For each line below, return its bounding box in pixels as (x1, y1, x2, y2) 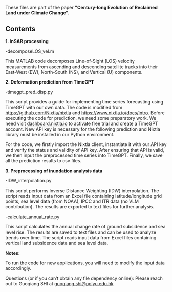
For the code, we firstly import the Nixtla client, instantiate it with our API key (5, 141, 167, 148)
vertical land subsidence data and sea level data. (5, 240, 109, 246)
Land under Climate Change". (5, 10, 70, 16)
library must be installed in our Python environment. (5, 131, 115, 137)
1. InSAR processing (5, 38, 49, 44)
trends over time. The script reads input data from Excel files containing (5, 234, 157, 240)
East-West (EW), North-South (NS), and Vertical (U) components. (5, 69, 143, 75)
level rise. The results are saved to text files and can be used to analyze (5, 229, 157, 235)
